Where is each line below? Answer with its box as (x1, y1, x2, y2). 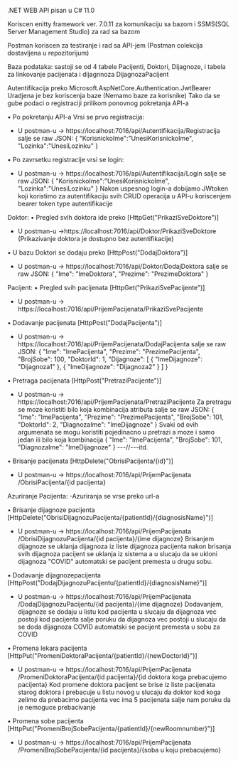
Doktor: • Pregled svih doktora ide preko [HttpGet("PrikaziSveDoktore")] (7, 213, 219, 221)
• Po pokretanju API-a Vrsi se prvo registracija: (7, 113, 144, 121)
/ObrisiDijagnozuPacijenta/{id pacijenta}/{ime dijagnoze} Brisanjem (17, 535, 215, 543)
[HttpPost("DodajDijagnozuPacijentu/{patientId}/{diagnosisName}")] (7, 579, 207, 587)
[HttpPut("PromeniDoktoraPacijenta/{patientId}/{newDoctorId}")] (7, 651, 198, 660)
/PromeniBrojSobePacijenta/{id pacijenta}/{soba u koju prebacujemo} (17, 746, 222, 754)
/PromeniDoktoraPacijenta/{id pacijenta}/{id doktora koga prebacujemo (17, 673, 227, 681)
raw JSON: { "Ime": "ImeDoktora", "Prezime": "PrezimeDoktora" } (17, 270, 209, 278)
